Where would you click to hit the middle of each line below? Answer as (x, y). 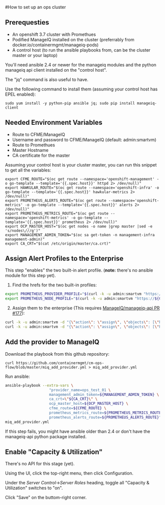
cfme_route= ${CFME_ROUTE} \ (78, 408)
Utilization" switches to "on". (34, 488)
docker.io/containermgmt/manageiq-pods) (55, 45)
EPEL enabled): (20, 94)
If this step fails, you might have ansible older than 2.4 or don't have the (78, 431)
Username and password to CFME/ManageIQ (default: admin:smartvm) (84, 140)
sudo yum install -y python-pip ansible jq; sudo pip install (70, 103)
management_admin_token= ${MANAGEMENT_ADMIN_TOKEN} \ (104, 394)
